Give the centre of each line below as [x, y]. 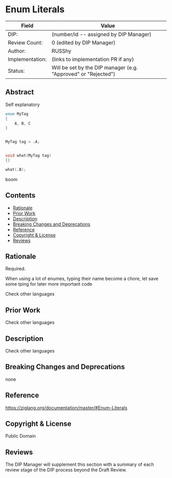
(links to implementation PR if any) [93, 59]
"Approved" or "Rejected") [83, 74]
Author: [17, 51]
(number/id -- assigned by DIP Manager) [102, 34]
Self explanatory [23, 104]
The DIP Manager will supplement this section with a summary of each [80, 465]
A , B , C [23, 123]
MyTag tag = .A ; [23, 142]
